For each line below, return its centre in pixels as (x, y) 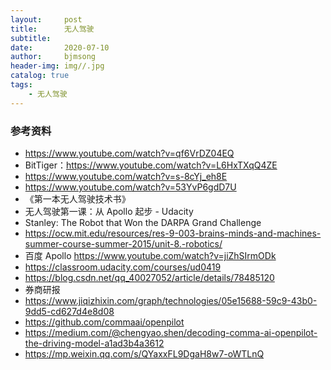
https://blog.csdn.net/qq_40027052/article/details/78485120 (149, 277)
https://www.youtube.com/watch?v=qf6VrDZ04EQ (129, 153)
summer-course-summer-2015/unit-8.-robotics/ (123, 243)
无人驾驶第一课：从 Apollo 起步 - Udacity (109, 211)
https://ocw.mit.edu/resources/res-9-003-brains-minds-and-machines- (173, 233)
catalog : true (40, 76)
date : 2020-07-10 (60, 47)
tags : (21, 85)
